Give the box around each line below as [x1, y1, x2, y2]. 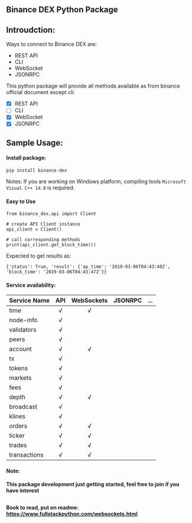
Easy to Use [6, 198, 36, 205]
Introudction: [6, 25, 56, 35]
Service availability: [6, 281, 56, 288]
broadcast [9, 403, 38, 411]
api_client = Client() [6, 226, 62, 233]
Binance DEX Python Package [6, 5, 118, 15]
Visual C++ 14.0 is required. [6, 184, 75, 191]
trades [9, 441, 27, 450]
